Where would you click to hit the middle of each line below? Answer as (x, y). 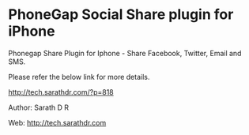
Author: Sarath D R (39, 107)
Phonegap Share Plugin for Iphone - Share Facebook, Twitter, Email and (125, 53)
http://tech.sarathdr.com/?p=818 (61, 92)
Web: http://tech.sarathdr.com (57, 122)
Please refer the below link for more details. (79, 77)
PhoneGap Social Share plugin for (121, 15)
